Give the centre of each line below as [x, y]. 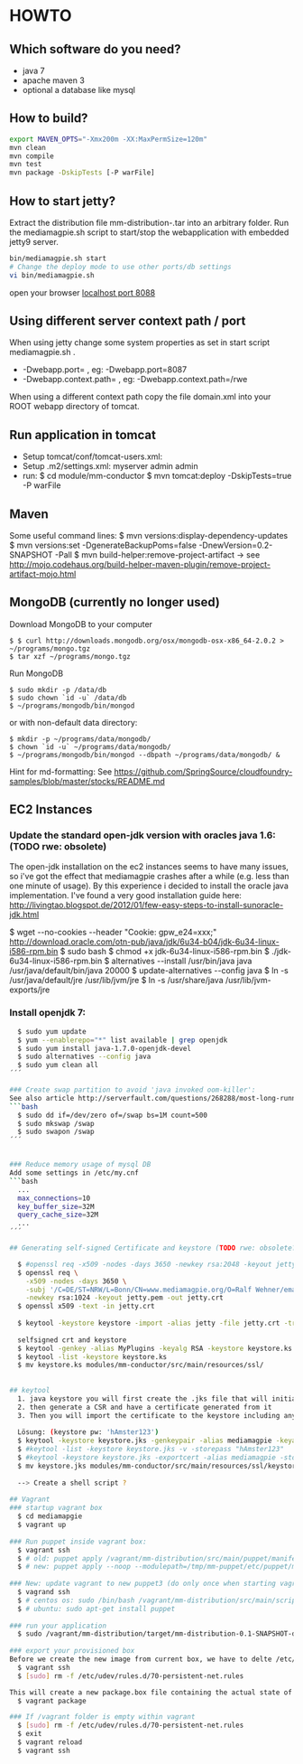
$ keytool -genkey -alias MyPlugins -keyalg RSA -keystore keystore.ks [155, 1348]
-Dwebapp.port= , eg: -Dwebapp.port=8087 [105, 370]
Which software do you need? [96, 49]
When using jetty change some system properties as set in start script [140, 342]
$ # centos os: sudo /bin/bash [76, 1600]
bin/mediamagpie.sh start [58, 258]
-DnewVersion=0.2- [235, 545]
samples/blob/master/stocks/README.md [87, 781]
